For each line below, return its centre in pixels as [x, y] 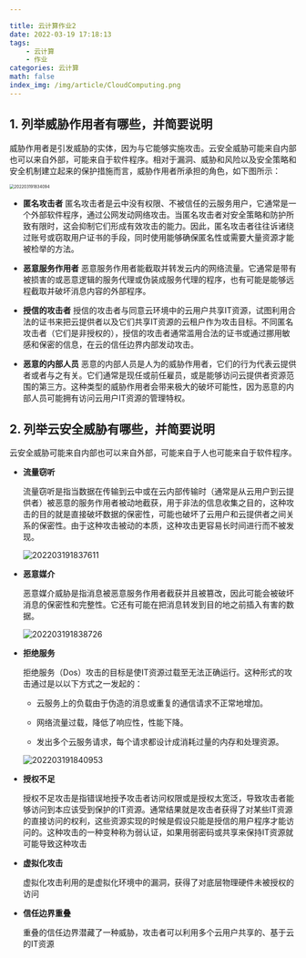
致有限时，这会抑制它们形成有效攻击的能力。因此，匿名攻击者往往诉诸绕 [158, 226]
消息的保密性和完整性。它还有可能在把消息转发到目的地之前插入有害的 [154, 605]
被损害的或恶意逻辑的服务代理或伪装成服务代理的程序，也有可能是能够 [154, 280]
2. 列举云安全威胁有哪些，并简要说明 [112, 429]
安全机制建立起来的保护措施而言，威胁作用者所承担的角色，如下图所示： [145, 170]
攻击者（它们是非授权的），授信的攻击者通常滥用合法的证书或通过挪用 [152, 332]
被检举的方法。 [51, 249]
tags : [20, 43]
